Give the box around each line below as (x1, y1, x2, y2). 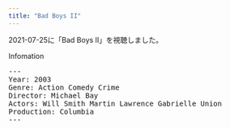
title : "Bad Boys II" (8, 11, 82, 20)
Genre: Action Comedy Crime (8, 82, 120, 92)
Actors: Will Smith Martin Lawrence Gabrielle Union (8, 98, 223, 108)
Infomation (8, 51, 45, 60)
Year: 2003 (8, 74, 52, 84)
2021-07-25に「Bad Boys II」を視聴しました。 (8, 35, 164, 44)
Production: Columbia (8, 106, 95, 116)
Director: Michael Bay (8, 90, 99, 100)
